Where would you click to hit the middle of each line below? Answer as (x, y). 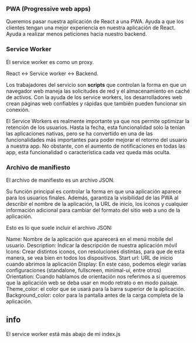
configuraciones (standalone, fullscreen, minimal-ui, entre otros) (84, 270)
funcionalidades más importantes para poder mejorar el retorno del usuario (97, 140)
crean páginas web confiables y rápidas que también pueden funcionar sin (96, 103)
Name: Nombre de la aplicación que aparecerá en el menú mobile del (90, 239)
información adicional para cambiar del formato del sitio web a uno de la (93, 210)
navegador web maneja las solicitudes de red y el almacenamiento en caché (98, 91)
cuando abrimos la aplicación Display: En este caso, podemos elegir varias (96, 264)
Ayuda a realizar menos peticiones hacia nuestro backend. (77, 34)
